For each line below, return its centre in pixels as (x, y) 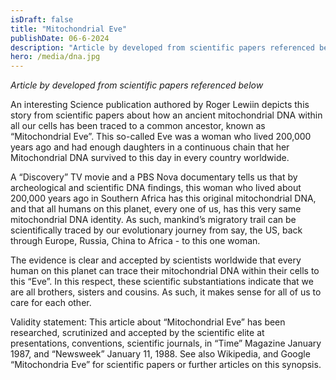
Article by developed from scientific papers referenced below (137, 85)
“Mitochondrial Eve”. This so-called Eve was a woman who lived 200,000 (161, 137)
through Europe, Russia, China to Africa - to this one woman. (135, 241)
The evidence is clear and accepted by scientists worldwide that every (156, 260)
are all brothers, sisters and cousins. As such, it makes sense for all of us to (166, 292)
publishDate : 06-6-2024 (60, 38)
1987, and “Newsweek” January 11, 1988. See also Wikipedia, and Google (160, 354)
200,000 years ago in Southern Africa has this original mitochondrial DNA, (163, 198)
